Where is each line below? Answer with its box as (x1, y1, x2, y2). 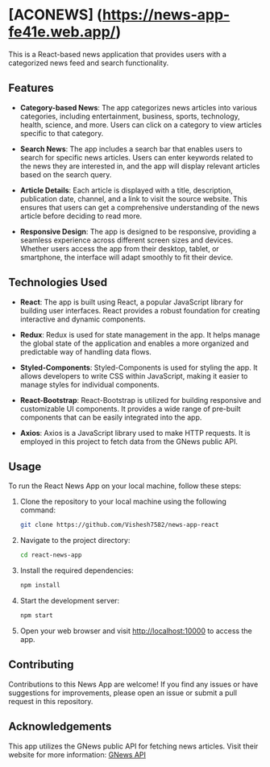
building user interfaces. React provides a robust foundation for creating (19, 305, 260, 315)
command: (19, 505, 56, 515)
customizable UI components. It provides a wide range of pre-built (19, 404, 241, 413)
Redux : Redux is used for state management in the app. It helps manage (19, 330, 260, 339)
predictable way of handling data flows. (19, 346, 152, 356)
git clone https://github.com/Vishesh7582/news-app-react (19, 521, 219, 529)
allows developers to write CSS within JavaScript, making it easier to (19, 371, 248, 380)
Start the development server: (19, 596, 120, 605)
